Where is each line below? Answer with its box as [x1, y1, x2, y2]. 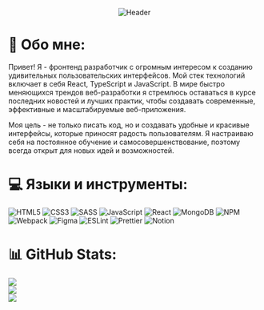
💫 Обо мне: [8, 36, 86, 54]
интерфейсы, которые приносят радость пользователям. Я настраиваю [8, 128, 254, 138]
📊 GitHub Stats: [8, 245, 118, 264]
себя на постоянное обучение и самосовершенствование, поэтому [8, 137, 241, 147]
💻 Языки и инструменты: [8, 175, 188, 194]
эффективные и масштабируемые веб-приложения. [8, 104, 186, 114]
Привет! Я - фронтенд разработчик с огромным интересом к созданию [8, 62, 254, 71]
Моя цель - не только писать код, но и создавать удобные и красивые [8, 120, 250, 130]
